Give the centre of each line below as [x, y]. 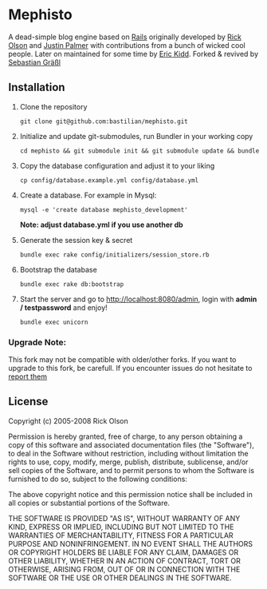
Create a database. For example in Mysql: [88, 195]
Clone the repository [53, 106]
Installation [37, 88]
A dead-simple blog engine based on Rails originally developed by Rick [125, 37]
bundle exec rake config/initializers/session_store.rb [114, 255]
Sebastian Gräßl [35, 62]
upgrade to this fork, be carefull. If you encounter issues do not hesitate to [130, 368]
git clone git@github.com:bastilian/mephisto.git [104, 121]
